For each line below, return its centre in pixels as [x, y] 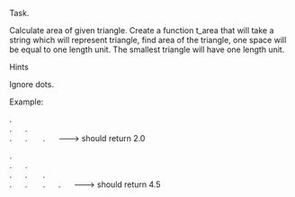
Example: [27, 102]
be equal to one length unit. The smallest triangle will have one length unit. [147, 49]
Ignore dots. [31, 84]
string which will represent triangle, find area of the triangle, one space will [148, 40]
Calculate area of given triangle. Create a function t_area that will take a [142, 30]
